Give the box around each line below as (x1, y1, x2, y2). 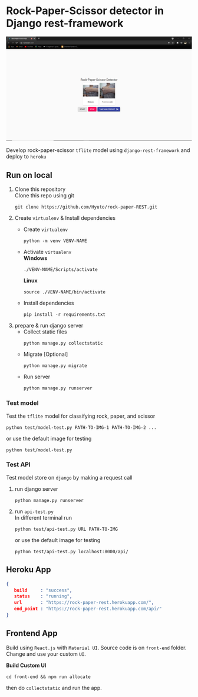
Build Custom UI (6, 662, 47, 669)
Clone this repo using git (14, 192, 75, 199)
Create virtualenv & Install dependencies (14, 214, 116, 222)
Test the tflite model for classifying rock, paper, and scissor (6, 412, 156, 419)
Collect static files (23, 328, 67, 335)
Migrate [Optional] (23, 351, 68, 358)
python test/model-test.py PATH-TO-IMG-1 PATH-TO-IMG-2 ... (6, 424, 157, 431)
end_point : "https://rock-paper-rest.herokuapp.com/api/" (14, 606, 162, 612)
